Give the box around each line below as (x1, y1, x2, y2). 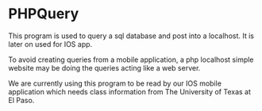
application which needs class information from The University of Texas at (8, 86, 252, 96)
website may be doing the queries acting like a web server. (8, 63, 201, 72)
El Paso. (8, 95, 35, 105)
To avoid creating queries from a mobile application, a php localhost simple (8, 55, 254, 64)
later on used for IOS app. (8, 39, 93, 48)
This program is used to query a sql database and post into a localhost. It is (8, 31, 254, 40)
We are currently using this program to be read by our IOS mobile (8, 78, 222, 88)
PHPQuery (8, 5, 79, 23)
